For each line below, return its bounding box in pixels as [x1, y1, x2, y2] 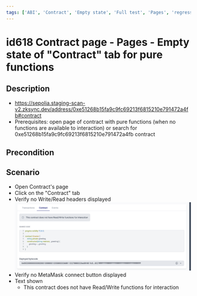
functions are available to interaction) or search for [14, 124, 138, 132]
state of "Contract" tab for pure [6, 48, 163, 61]
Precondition [6, 147, 55, 158]
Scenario [6, 167, 40, 177]
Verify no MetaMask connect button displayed [14, 271, 127, 278]
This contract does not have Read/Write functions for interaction [23, 284, 179, 291]
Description [6, 84, 50, 94]
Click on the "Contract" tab [14, 189, 80, 196]
